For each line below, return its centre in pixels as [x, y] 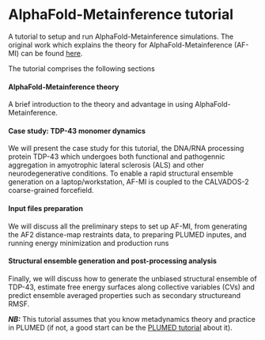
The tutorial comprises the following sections [82, 68]
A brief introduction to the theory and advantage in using [101, 104]
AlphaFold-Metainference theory [64, 87]
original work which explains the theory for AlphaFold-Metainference [120, 44]
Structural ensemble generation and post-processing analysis [113, 261]
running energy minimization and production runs [89, 243]
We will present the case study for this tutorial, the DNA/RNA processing [126, 149]
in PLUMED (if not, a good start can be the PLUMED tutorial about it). [121, 327]
